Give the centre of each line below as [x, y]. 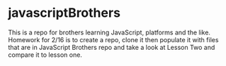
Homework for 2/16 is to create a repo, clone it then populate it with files [113, 39]
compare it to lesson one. [45, 55]
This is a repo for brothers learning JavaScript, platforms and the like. [109, 32]
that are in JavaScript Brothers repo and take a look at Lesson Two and [112, 47]
